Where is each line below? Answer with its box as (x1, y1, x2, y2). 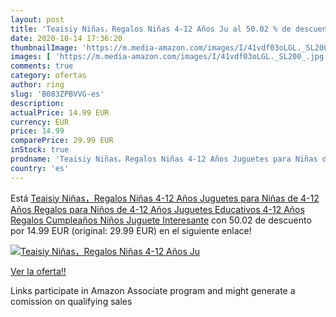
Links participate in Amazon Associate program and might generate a (10, 284, 296, 296)
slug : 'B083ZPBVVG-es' (10, 89, 105, 99)
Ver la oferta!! (10, 265, 67, 277)
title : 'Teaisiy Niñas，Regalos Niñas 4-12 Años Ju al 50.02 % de (10, 24, 292, 34)
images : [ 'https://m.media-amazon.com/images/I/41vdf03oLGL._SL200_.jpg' (10, 52, 329, 62)
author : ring (10, 80, 65, 90)
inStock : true (10, 145, 70, 155)
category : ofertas (10, 71, 87, 81)
